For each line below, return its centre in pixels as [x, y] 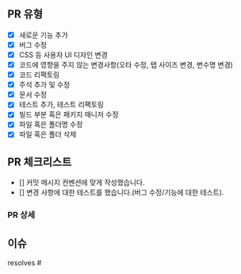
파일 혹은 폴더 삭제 [48, 134]
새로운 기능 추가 [43, 35]
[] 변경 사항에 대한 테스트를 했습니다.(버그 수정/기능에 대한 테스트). [121, 192]
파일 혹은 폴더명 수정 [51, 125]
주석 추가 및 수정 [44, 85]
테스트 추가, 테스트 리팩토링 [61, 105]
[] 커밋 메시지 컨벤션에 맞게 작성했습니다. [82, 183]
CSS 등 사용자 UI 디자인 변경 [63, 55]
